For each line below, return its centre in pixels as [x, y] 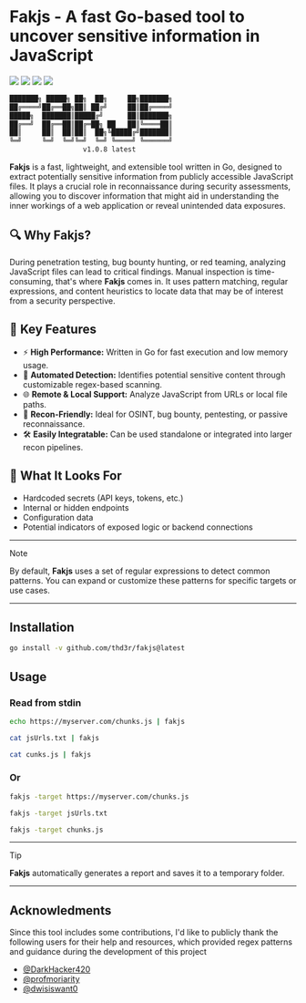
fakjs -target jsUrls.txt [58, 813]
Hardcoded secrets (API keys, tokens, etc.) [103, 498]
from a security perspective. [62, 300]
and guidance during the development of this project [108, 952]
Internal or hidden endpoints [76, 507]
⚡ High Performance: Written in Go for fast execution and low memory [155, 352]
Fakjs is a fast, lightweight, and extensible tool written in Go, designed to [146, 167]
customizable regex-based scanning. [92, 384]
